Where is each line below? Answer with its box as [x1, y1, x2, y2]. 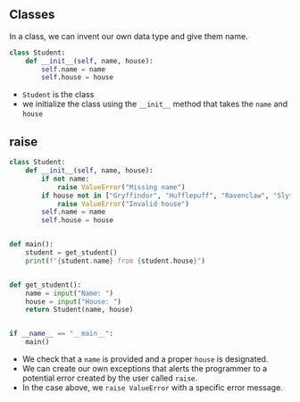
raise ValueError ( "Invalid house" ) [56, 199, 190, 208]
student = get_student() [25, 248, 118, 257]
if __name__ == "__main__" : [9, 330, 114, 339]
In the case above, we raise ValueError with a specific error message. [21, 382, 283, 392]
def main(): [9, 240, 54, 249]
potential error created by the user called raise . [21, 373, 198, 383]
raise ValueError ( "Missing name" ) [56, 182, 186, 191]
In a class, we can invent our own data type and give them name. [9, 30, 248, 41]
